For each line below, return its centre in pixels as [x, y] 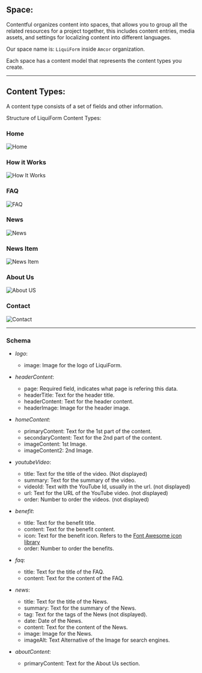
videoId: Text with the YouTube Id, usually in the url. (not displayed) [107, 487]
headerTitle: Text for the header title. [69, 395]
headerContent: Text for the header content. [79, 401]
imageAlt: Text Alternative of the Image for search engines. [97, 640]
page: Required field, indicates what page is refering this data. [101, 389]
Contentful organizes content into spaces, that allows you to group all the [97, 24]
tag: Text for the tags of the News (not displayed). [86, 614]
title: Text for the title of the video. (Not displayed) [86, 474]
